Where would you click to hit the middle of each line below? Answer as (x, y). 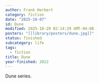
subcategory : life (25, 43)
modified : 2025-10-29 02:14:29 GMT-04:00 (50, 29)
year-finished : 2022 (27, 62)
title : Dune (18, 57)
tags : (11, 48)
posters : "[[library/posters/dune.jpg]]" (50, 33)
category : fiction (25, 15)
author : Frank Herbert (29, 10)
